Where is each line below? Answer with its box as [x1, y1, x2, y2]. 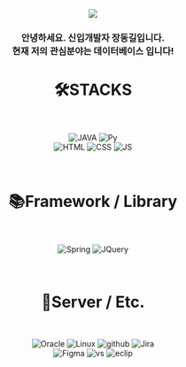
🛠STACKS [53, 80, 133, 100]
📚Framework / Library [8, 192, 178, 211]
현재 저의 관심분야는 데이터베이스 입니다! [12, 44, 174, 57]
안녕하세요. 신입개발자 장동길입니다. [20, 31, 166, 43]
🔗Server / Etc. [41, 292, 145, 312]
